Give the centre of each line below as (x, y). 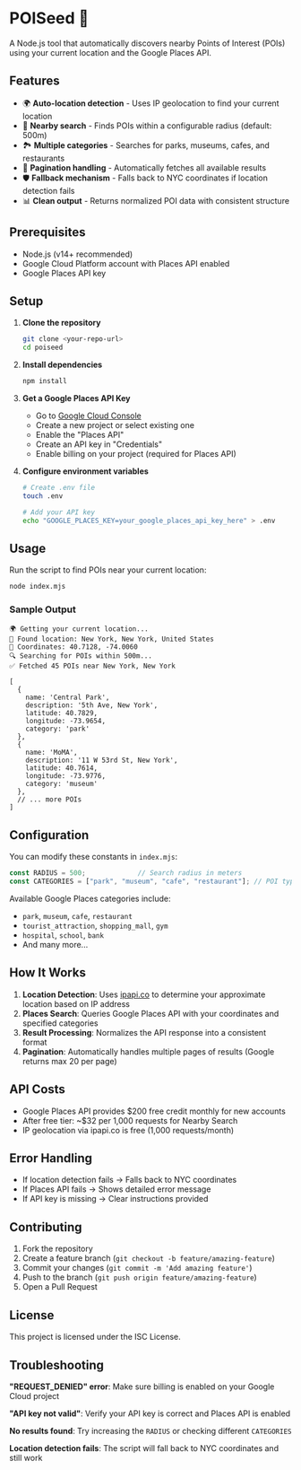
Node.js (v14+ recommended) (77, 254)
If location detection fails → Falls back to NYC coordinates (129, 1180)
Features (34, 81)
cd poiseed (43, 348)
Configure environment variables (86, 471)
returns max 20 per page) (70, 1061)
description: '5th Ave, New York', (92, 705)
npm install (44, 381)
